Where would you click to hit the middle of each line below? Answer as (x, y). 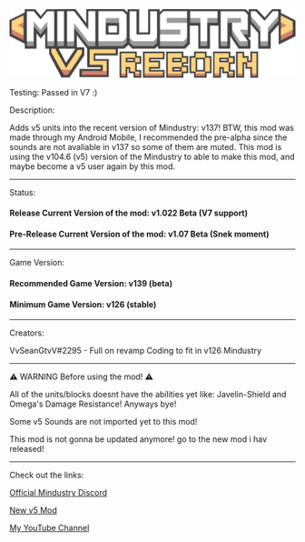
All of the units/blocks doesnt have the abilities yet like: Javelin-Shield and (148, 395)
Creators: (27, 333)
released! (27, 449)
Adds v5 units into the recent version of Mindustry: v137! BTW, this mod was (152, 127)
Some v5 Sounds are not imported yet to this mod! (103, 422)
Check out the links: (47, 475)
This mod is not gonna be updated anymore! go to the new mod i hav (138, 439)
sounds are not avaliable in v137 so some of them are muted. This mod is (146, 146)
